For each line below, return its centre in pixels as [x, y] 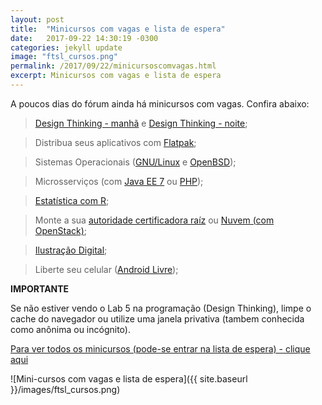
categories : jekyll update [66, 47]
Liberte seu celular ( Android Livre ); [106, 269]
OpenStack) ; [61, 230]
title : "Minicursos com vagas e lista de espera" [118, 29]
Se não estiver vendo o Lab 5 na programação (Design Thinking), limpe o [161, 308]
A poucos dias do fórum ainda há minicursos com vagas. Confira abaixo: [160, 103]
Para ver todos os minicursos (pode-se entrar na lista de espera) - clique [160, 348]
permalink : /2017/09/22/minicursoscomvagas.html [113, 66]
